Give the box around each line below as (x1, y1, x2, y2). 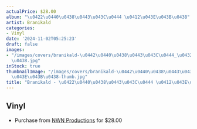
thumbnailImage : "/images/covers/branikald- (6, 69, 117, 74)
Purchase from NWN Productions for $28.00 (14, 117, 123, 124)
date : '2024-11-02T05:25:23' (6, 36, 77, 42)
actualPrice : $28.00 (6, 8, 57, 15)
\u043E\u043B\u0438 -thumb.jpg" (11, 74, 88, 80)
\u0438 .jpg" (11, 57, 41, 63)
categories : (6, 25, 35, 31)
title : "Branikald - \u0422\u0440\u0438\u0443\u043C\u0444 (6, 80, 154, 86)
